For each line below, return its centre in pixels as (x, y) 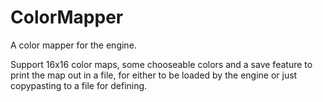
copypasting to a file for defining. (79, 85)
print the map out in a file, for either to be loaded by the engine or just (154, 75)
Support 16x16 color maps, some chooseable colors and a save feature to (161, 64)
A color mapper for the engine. (73, 45)
